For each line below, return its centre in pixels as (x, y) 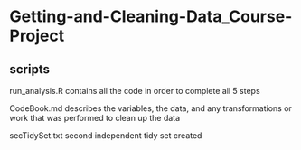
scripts (29, 69)
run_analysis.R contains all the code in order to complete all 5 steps (135, 91)
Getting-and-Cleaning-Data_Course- (151, 17)
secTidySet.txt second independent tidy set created (106, 136)
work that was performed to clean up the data (95, 118)
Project (37, 36)
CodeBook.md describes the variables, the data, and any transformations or (150, 108)
